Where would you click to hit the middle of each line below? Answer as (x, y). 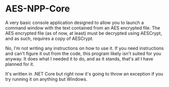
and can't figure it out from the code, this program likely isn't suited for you (83, 53)
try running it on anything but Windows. (46, 79)
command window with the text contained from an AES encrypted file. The (83, 27)
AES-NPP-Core (38, 9)
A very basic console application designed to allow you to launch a (75, 22)
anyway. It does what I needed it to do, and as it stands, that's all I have (79, 58)
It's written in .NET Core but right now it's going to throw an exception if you (84, 73)
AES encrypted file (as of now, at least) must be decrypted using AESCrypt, (84, 33)
